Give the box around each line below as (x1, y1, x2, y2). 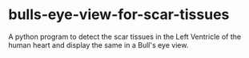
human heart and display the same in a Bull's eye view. (8, 40, 189, 49)
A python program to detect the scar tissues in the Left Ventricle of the (8, 32, 242, 41)
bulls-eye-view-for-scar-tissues (8, 6, 230, 24)
